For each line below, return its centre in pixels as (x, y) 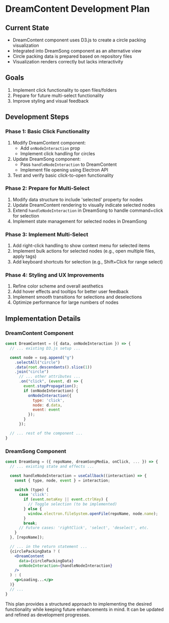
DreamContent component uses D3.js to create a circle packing (79, 40)
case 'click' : (34, 495)
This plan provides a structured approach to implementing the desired (78, 604)
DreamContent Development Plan (78, 9)
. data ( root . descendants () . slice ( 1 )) (53, 367)
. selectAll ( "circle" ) (37, 362)
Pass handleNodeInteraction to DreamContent (68, 164)
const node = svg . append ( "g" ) (42, 357)
